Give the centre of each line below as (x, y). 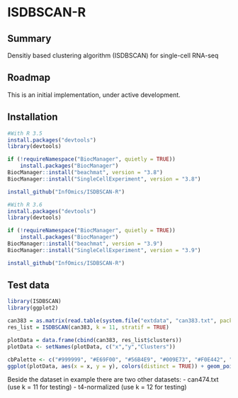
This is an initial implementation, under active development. (94, 95)
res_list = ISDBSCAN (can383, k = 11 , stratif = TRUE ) (89, 328)
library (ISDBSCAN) (34, 302)
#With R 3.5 (25, 133)
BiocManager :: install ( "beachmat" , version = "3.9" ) (85, 244)
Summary (29, 39)
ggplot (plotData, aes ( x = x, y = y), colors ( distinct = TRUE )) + (106, 366)
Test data (28, 285)
